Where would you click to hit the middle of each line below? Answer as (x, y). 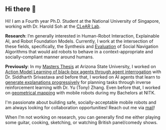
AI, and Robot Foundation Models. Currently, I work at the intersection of (79, 41)
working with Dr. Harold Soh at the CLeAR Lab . (53, 26)
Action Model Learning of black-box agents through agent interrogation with (83, 72)
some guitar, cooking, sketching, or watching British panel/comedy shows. (82, 122)
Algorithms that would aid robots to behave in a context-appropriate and (79, 51)
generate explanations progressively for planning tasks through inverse (78, 82)
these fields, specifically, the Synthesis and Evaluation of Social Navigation (82, 46)
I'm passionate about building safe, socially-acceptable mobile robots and (81, 102)
